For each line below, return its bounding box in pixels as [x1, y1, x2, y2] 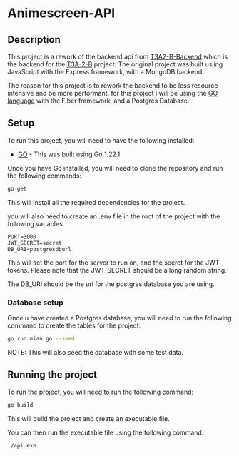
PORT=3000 [7, 233, 37, 240]
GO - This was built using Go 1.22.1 [17, 150, 121, 158]
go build [7, 401, 34, 408]
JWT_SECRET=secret [7, 239, 62, 247]
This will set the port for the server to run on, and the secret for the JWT [7, 258, 220, 267]
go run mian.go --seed [7, 335, 75, 342]
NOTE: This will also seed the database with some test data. [7, 348, 184, 356]
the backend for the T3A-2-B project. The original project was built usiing [7, 60, 223, 69]
